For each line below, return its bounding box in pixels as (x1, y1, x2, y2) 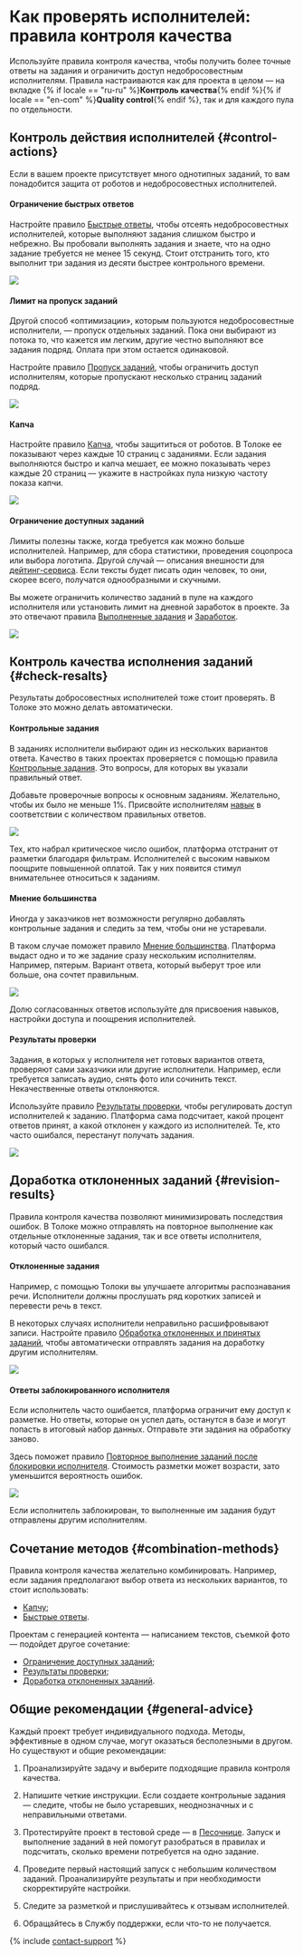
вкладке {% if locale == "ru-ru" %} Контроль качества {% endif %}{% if (9, 84, 282, 95)
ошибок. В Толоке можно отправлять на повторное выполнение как (9, 1221, 274, 1231)
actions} (9, 144, 59, 160)
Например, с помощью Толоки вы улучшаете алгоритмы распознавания (9, 1281, 291, 1291)
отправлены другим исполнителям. (9, 1514, 147, 1525)
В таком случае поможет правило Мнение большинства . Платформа (9, 940, 276, 951)
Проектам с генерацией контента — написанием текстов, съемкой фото (9, 1629, 290, 1640)
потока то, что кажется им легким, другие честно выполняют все (9, 335, 264, 345)
